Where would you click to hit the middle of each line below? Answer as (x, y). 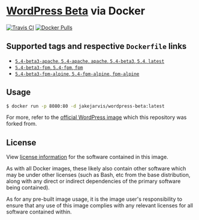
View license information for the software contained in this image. (88, 157)
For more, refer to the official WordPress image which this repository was (97, 117)
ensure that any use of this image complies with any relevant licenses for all (100, 206)
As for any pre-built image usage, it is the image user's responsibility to (94, 199)
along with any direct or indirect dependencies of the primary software (94, 181)
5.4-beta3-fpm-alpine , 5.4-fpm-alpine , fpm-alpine (77, 74)
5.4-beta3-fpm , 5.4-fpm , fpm (49, 67)
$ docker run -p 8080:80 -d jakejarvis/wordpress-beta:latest (85, 106)
